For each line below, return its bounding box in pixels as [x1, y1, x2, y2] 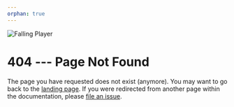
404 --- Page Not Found [7, 54, 150, 70]
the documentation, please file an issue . [7, 92, 122, 100]
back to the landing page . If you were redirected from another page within [7, 85, 220, 93]
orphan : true [7, 10, 45, 17]
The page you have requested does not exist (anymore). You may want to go [7, 77, 228, 85]
